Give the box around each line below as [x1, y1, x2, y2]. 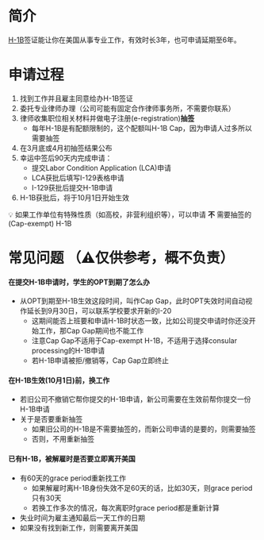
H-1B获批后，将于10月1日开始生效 [19, 192, 129, 202]
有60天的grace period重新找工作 [19, 473, 127, 483]
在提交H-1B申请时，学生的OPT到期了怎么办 [8, 277, 151, 287]
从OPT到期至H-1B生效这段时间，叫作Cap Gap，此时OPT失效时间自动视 [19, 296, 253, 306]
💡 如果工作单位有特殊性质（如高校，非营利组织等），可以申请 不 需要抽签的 [8, 210, 252, 219]
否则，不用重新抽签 [31, 434, 95, 444]
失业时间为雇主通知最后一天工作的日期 [19, 513, 145, 523]
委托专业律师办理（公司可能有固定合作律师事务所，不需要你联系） [19, 103, 235, 113]
